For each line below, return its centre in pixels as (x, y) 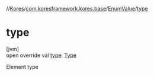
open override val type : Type (41, 55)
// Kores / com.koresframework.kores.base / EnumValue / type (77, 9)
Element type (22, 66)
